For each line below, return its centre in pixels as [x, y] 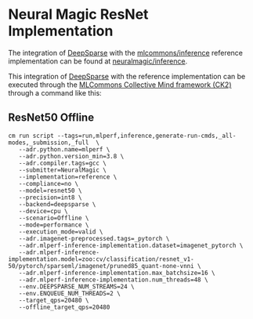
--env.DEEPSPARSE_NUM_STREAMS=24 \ [76, 286]
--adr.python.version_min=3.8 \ [71, 156]
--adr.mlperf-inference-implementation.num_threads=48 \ [114, 280]
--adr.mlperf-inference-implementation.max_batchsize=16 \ [117, 273]
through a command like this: [55, 92]
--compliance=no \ [49, 183]
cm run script [31, 136]
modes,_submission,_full [49, 143]
